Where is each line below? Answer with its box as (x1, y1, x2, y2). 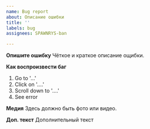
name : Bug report (6, 8, 49, 15)
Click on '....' (14, 81, 45, 88)
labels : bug (6, 25, 35, 31)
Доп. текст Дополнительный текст (6, 116, 94, 124)
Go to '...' (14, 75, 36, 82)
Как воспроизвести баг (6, 63, 66, 71)
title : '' (6, 19, 31, 25)
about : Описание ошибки (6, 14, 65, 20)
